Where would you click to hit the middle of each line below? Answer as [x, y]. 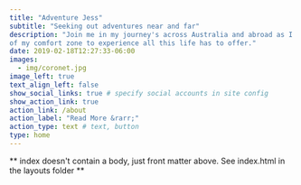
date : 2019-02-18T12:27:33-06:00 [72, 51]
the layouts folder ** [47, 170]
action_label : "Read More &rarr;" [75, 118]
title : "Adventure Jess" [56, 18]
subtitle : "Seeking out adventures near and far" [105, 26]
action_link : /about [48, 110]
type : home [30, 135]
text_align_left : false [54, 85]
